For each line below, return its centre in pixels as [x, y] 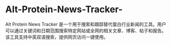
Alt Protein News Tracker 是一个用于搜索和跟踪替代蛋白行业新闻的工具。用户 [86, 24]
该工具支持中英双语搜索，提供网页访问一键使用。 [57, 37]
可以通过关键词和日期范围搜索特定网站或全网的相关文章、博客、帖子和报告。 [86, 30]
